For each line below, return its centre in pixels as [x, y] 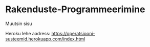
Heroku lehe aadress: [28, 33]
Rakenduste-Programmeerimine [75, 9]
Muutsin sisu [19, 24]
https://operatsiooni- [73, 33]
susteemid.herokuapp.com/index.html [45, 39]
